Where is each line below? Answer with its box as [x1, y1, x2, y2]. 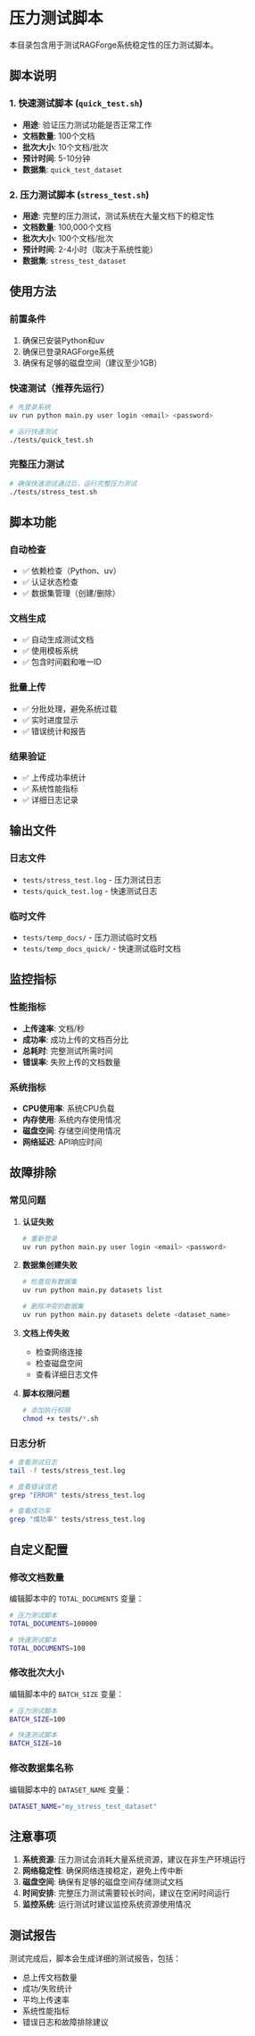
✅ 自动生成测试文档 [21, 634, 95, 645]
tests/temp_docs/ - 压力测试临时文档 [21, 932, 158, 943]
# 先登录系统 [9, 402, 51, 411]
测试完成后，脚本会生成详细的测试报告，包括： [9, 1953, 181, 1964]
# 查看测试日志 [9, 1457, 58, 1466]
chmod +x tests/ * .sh [21, 1414, 99, 1423]
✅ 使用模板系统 [21, 646, 78, 656]
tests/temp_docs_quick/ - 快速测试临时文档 [21, 943, 181, 954]
